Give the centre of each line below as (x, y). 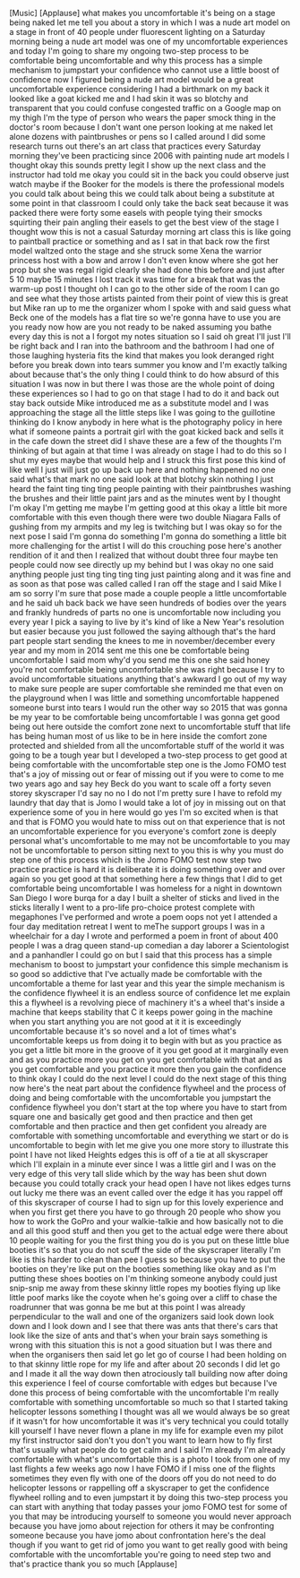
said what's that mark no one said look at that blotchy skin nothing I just (141, 479)
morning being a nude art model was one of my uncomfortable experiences (149, 41)
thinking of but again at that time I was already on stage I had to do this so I (148, 450)
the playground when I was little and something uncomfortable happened (144, 698)
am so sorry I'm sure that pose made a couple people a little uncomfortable (148, 593)
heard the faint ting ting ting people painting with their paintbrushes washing (150, 489)
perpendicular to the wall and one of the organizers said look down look (142, 1316)
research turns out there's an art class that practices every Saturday (135, 146)
